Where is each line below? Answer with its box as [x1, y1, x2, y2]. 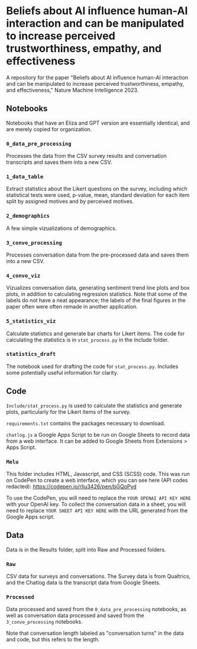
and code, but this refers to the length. [6, 636, 100, 643]
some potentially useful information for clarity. [6, 369, 118, 376]
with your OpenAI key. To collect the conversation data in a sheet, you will [6, 501, 186, 508]
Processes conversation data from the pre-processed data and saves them [6, 251, 189, 258]
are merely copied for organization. [6, 125, 92, 132]
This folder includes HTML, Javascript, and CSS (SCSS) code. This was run [6, 470, 190, 477]
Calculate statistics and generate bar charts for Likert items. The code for [6, 330, 185, 337]
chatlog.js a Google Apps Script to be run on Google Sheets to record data [6, 431, 190, 438]
